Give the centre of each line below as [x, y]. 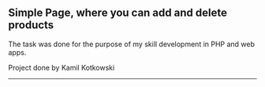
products [31, 25]
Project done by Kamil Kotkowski [62, 67]
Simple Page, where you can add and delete [118, 13]
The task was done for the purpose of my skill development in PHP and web [131, 44]
